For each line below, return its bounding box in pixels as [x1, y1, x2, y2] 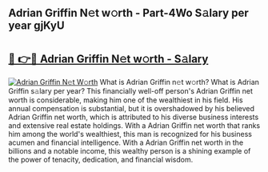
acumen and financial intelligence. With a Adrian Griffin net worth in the [8, 138, 244, 147]
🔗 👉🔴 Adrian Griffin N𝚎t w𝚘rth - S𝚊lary [8, 52, 209, 66]
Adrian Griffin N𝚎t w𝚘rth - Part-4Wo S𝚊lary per [8, 6, 250, 20]
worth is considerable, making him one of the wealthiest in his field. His [8, 95, 243, 105]
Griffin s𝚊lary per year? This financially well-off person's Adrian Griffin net [8, 86, 254, 95]
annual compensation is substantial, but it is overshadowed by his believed [8, 104, 254, 113]
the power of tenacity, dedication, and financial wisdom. [8, 155, 194, 164]
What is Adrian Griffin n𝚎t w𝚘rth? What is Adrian [99, 78, 260, 86]
